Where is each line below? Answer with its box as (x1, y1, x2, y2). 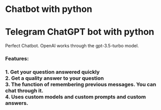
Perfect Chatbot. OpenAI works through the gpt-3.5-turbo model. (5, 43, 139, 49)
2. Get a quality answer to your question (5, 75, 104, 82)
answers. (5, 100, 28, 107)
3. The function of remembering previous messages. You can (5, 81, 157, 88)
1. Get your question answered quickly (5, 68, 100, 75)
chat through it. (5, 87, 44, 94)
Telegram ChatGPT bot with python (5, 26, 155, 38)
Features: (5, 55, 29, 62)
